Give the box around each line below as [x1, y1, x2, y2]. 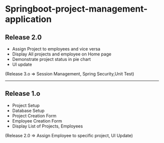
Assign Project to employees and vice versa [12, 46, 101, 52]
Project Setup [12, 102, 40, 108]
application [5, 14, 52, 25]
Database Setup [12, 107, 45, 113]
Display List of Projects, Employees [12, 123, 83, 129]
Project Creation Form [12, 113, 57, 119]
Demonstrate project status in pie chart [12, 56, 91, 62]
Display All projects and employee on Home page [12, 51, 111, 57]
